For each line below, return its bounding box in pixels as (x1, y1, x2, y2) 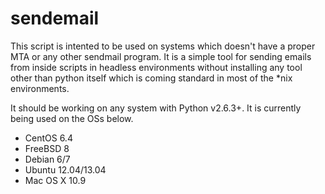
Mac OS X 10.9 (24, 174, 87, 186)
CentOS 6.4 (24, 132, 73, 144)
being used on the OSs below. (10, 112, 134, 124)
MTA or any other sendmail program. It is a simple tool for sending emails (10, 50, 312, 62)
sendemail (10, 7, 100, 30)
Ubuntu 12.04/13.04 (24, 163, 107, 176)
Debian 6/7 (24, 153, 71, 165)
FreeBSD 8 (24, 142, 70, 154)
